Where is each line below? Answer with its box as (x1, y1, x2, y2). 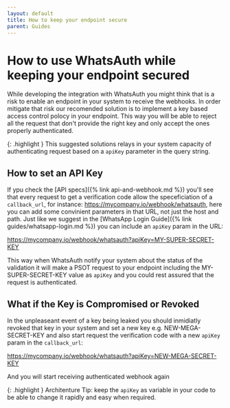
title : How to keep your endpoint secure (7, 17, 128, 23)
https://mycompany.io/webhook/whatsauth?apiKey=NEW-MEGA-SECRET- (7, 351, 217, 360)
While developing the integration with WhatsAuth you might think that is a (7, 90, 215, 99)
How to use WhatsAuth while (7, 52, 176, 68)
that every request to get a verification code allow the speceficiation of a (7, 193, 213, 201)
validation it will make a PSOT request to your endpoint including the (7, 263, 200, 272)
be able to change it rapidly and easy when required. (7, 393, 157, 401)
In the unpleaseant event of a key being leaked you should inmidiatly (7, 316, 201, 325)
